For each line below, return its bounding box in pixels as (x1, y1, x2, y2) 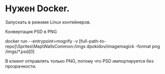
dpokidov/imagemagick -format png (86, 43, 160, 49)
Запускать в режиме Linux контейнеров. (5, 19, 91, 25)
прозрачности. (5, 63, 37, 69)
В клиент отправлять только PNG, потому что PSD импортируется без (5, 58, 154, 64)
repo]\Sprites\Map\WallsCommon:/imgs (5, 43, 86, 49)
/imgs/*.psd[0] (5, 49, 35, 54)
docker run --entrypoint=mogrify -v (5, 38, 78, 44)
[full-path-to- (79, 38, 107, 44)
